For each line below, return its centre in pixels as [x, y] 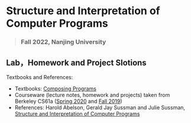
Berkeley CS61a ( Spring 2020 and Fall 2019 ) [68, 101]
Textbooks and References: [40, 77]
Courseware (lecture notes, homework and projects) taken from [92, 95]
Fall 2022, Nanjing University [63, 42]
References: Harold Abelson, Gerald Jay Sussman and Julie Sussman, [100, 107]
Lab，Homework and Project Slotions [76, 62]
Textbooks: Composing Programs [55, 88]
